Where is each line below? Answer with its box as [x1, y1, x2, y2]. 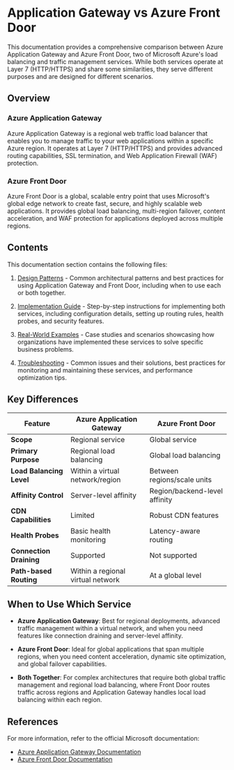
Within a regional [70, 566, 126, 576]
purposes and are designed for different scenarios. [7, 72, 154, 81]
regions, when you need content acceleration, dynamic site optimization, [17, 652, 226, 661]
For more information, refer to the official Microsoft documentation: [7, 734, 200, 743]
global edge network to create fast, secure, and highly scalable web [7, 199, 202, 207]
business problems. [17, 345, 75, 353]
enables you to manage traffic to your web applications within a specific [7, 136, 214, 145]
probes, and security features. [17, 317, 104, 325]
